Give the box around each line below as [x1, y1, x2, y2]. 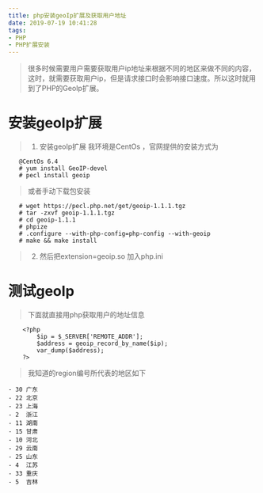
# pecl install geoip [18, 172, 90, 180]
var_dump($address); [36, 347, 105, 355]
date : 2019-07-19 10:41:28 [8, 19, 97, 27]
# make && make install [18, 237, 97, 245]
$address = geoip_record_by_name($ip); [36, 339, 169, 347]
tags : [8, 26, 26, 34]
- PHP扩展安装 [8, 41, 50, 49]
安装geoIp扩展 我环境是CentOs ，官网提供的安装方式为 [39, 142, 219, 151]
